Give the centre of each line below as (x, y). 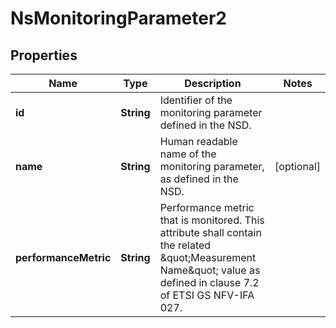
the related (185, 245)
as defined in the (199, 179)
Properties (44, 55)
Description (213, 83)
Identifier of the (196, 100)
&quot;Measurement (208, 257)
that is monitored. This (212, 220)
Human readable (198, 141)
